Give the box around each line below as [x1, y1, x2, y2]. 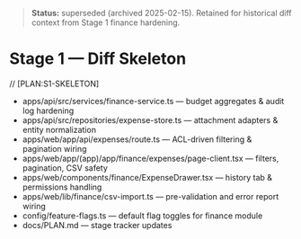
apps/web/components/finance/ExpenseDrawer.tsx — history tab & [22, 172, 272, 182]
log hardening [22, 105, 75, 116]
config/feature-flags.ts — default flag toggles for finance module [22, 210, 263, 221]
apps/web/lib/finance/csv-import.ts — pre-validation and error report [22, 190, 279, 201]
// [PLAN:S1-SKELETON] [9, 78, 100, 89]
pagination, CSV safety [22, 162, 108, 173]
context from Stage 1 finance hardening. [31, 17, 181, 28]
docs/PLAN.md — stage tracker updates [22, 219, 173, 230]
